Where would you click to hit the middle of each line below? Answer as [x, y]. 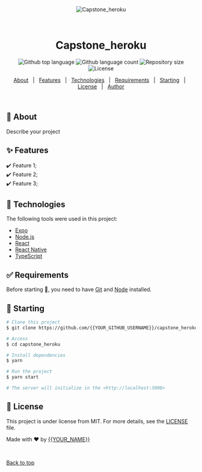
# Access [17, 339]
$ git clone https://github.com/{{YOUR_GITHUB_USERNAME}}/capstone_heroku [102, 328]
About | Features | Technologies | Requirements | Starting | [99, 80]
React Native [31, 250]
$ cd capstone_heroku [33, 344]
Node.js [25, 237]
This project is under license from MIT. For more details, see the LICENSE [97, 421]
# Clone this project [33, 322]
